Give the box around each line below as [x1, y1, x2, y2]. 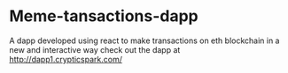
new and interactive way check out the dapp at [9, 44, 181, 55]
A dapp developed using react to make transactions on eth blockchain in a [9, 35, 280, 46]
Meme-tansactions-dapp [9, 6, 199, 26]
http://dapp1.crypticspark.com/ [9, 54, 122, 64]
